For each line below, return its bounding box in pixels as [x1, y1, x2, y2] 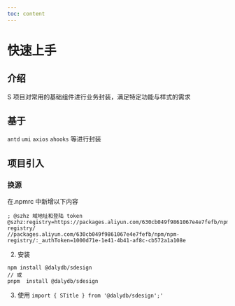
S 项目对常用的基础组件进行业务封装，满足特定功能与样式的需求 [7, 92, 191, 101]
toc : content [7, 10, 45, 18]
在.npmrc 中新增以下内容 [7, 197, 79, 206]
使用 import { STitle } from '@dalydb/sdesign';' [17, 291, 164, 300]
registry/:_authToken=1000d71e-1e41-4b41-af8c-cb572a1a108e [7, 237, 187, 244]
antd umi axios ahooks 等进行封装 [7, 134, 101, 144]
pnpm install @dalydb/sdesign [7, 278, 99, 285]
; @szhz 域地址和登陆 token [7, 213, 83, 220]
